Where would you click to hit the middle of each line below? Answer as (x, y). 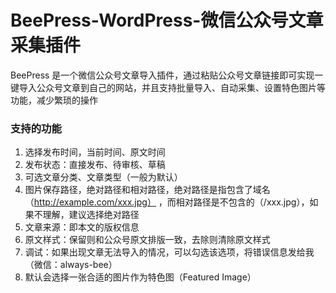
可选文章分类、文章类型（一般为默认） (103, 177)
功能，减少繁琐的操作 (54, 100)
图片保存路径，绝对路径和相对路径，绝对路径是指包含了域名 (147, 190)
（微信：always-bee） (71, 265)
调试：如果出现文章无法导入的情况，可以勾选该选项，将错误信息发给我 (169, 252)
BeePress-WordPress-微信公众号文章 (167, 20)
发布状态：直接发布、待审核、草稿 (95, 165)
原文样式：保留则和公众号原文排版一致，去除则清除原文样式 (147, 240)
